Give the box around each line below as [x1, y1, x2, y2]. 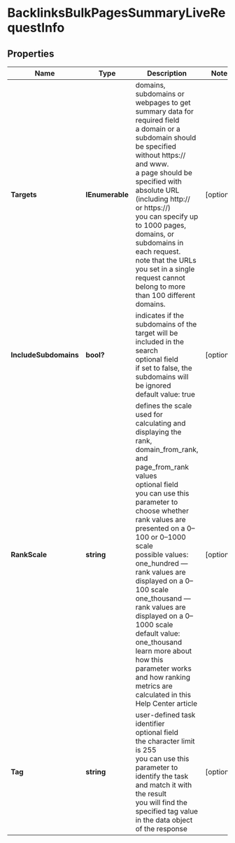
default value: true [135, 390, 196, 399]
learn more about [135, 646, 192, 656]
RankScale [10, 550, 48, 559]
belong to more [135, 282, 185, 292]
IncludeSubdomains [10, 350, 79, 359]
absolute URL [135, 186, 180, 195]
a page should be [135, 168, 192, 177]
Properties [7, 48, 55, 60]
